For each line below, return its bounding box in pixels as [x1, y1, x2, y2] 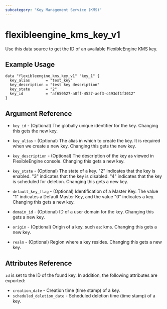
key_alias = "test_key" [10, 78, 73, 83]
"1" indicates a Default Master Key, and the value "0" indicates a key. [12, 194, 154, 200]
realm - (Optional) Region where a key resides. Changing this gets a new [12, 239, 162, 245]
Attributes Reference [5, 259, 72, 267]
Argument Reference [5, 109, 72, 118]
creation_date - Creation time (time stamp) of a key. [12, 287, 120, 293]
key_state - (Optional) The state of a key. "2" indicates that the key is [12, 168, 155, 174]
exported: [5, 278, 26, 283]
